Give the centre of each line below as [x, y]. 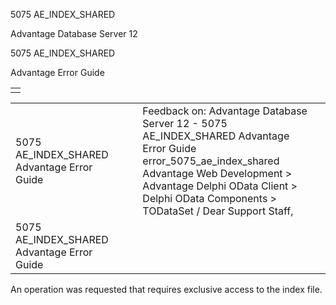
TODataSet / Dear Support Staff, [218, 211]
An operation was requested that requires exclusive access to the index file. [166, 289]
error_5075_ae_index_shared [211, 161]
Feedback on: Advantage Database [225, 111]
